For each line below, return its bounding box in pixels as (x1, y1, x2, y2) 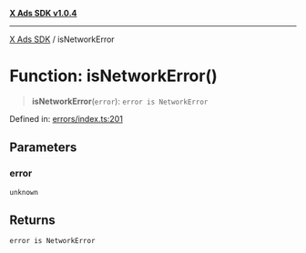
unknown (9, 187, 39, 197)
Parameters (9, 140, 77, 156)
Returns (9, 213, 56, 228)
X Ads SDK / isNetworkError (9, 34, 116, 45)
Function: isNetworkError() (9, 66, 219, 86)
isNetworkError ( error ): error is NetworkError (31, 96, 209, 106)
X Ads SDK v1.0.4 (9, 8, 77, 18)
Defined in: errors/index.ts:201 (9, 113, 123, 124)
